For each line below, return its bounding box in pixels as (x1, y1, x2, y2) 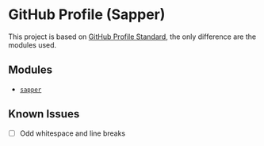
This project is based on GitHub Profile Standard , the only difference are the (8, 32, 256, 41)
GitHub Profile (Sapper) (8, 6, 166, 24)
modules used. (8, 40, 57, 49)
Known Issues (8, 107, 80, 121)
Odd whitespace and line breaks (19, 129, 125, 138)
